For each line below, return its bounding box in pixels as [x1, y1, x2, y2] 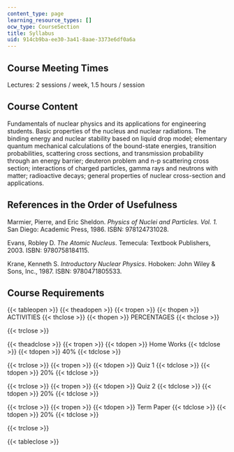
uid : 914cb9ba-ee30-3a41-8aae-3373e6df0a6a [7, 36, 136, 43]
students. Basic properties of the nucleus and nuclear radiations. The [7, 126, 207, 135]
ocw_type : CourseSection [7, 23, 80, 30]
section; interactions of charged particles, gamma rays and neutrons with [7, 163, 219, 172]
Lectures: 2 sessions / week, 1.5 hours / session [7, 80, 145, 89]
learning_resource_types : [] [7, 17, 92, 24]
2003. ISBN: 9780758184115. [7, 246, 89, 254]
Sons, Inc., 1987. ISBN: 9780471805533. [7, 267, 122, 275]
